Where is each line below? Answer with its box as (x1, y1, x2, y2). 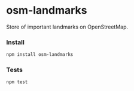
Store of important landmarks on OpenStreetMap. (6, 23, 129, 30)
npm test (6, 79, 28, 85)
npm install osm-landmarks (6, 52, 74, 58)
